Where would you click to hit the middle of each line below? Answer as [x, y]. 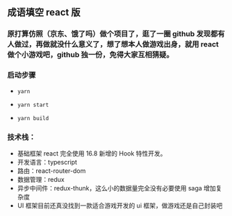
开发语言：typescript [47, 162]
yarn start [33, 105]
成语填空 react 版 [44, 13]
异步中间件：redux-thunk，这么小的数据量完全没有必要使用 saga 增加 [117, 188]
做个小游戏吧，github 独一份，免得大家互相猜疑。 [90, 55]
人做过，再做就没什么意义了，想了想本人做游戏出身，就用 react [113, 44]
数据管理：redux [41, 179]
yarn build [33, 118]
